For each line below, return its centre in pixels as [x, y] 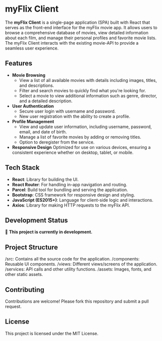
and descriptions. [37, 85]
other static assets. [24, 275]
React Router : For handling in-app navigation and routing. [69, 184]
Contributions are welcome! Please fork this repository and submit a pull [77, 301]
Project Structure [31, 247]
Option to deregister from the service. [57, 142]
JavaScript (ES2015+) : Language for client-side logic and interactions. [83, 200]
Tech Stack [22, 168]
